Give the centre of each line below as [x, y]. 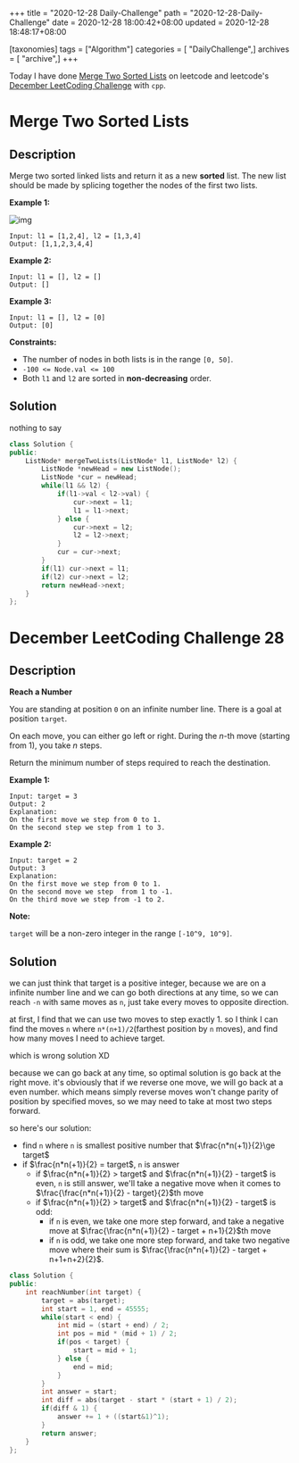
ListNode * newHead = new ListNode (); [111, 469]
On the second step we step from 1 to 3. [87, 828]
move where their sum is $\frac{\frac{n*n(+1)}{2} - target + [158, 1250]
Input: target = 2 [43, 860]
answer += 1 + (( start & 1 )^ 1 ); [113, 1417]
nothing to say [36, 428]
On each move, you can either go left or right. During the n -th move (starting [149, 736]
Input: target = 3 [43, 797]
